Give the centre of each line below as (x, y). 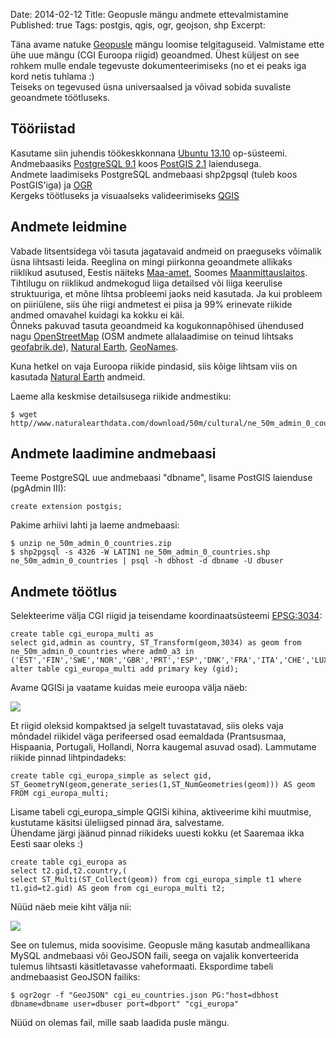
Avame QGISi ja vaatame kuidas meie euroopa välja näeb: (129, 688)
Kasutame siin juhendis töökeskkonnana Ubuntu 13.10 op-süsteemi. (149, 153)
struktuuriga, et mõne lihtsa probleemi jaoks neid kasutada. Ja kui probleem (166, 293)
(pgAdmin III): (38, 488)
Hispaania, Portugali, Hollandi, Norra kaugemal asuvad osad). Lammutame (163, 747)
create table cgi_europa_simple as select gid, (111, 776)
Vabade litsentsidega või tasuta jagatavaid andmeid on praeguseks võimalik (166, 251)
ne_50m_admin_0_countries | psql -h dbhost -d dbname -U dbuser (147, 561)
